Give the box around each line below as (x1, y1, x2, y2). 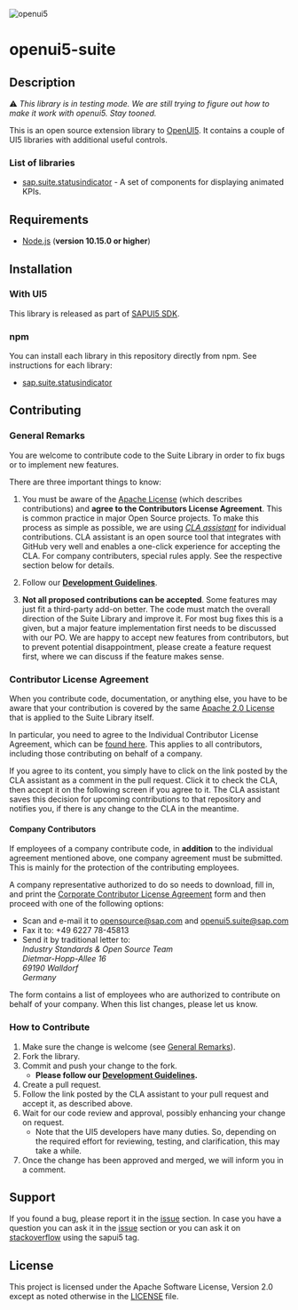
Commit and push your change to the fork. (21, 1060, 177, 1071)
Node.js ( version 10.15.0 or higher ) (21, 236, 151, 246)
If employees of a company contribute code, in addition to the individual (9, 843, 273, 854)
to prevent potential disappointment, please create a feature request (21, 641, 272, 652)
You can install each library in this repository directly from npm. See (9, 351, 257, 362)
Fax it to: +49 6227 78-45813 (21, 925, 129, 936)
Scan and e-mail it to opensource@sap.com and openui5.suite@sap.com (21, 915, 289, 926)
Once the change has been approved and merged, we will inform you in (21, 1154, 284, 1165)
